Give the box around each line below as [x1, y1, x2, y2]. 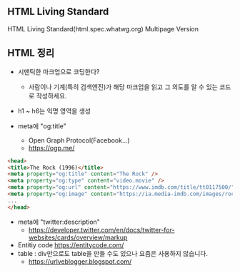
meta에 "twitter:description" [17, 217, 100, 226]
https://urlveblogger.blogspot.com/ [28, 257, 132, 266]
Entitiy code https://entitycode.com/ [17, 240, 124, 249]
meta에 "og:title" [17, 121, 66, 130]
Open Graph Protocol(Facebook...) [28, 135, 130, 145]
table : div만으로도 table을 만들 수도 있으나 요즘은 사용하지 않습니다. [17, 249, 209, 257]
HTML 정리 [7, 47, 55, 59]
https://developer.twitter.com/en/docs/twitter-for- [28, 225, 175, 234]
